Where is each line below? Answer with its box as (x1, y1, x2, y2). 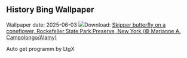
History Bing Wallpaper (6, 5, 94, 15)
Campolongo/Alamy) (6, 34, 57, 41)
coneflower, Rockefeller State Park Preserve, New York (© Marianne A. (6, 27, 181, 34)
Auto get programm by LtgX (6, 45, 75, 52)
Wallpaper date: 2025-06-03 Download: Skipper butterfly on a (6, 21, 166, 28)
